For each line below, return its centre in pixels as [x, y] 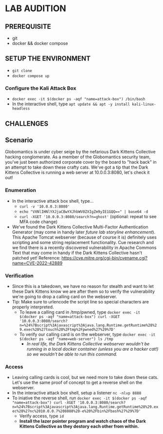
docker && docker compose [40, 43]
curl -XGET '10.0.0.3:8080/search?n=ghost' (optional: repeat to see [88, 216]
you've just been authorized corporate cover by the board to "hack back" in [81, 162]
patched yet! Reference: [36, 258]
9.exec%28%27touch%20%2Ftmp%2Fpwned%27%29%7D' [67, 329]
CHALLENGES [27, 123]
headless [21, 109]
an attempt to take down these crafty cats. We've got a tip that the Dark [77, 167]
